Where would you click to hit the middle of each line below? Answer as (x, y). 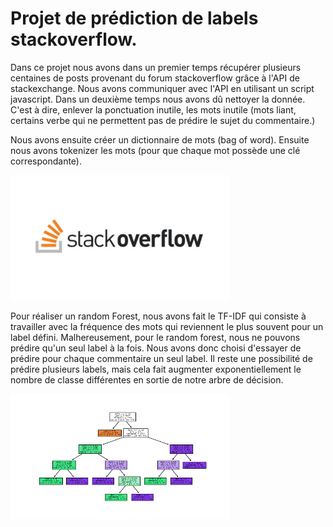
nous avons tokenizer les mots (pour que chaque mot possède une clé (155, 150)
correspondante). (46, 161)
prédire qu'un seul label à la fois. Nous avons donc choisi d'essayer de (156, 348)
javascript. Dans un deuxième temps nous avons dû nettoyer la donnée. (158, 99)
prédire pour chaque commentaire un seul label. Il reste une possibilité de (161, 358)
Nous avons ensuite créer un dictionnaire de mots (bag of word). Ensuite (160, 139)
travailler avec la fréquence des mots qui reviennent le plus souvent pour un (167, 326)
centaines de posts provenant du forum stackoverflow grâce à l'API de (155, 78)
